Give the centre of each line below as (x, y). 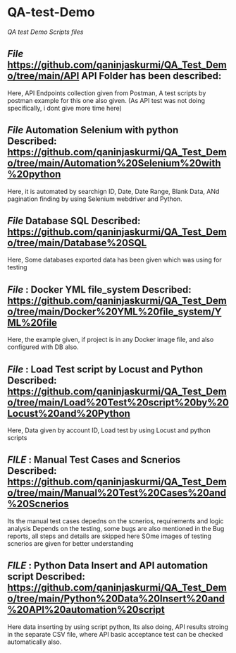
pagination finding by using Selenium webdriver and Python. (95, 199)
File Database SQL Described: (74, 220)
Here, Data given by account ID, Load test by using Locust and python (109, 430)
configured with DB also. (43, 347)
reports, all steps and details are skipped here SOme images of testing (109, 536)
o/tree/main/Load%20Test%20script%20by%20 (118, 402)
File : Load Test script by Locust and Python (105, 369)
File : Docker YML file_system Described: (99, 289)
